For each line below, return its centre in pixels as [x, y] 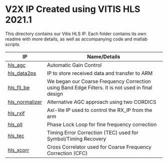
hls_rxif [16, 113]
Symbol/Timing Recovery [76, 138]
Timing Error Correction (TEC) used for [92, 132]
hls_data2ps [22, 73]
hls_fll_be [19, 87]
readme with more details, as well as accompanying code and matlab [76, 39]
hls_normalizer [25, 102]
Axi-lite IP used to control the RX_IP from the [99, 110]
